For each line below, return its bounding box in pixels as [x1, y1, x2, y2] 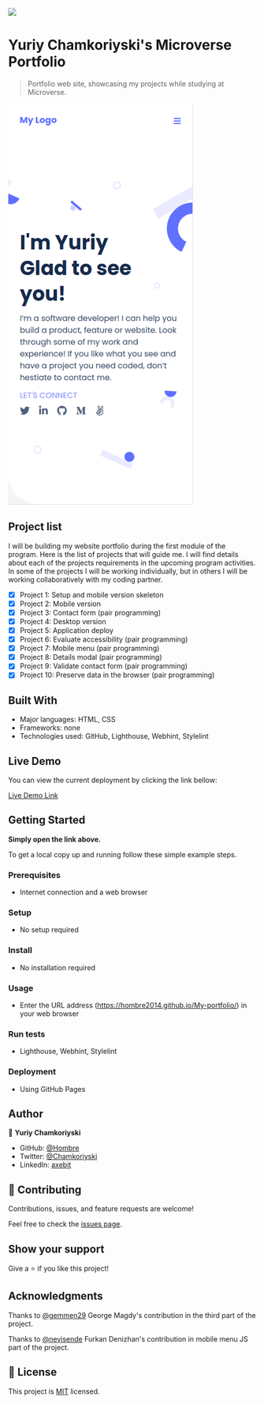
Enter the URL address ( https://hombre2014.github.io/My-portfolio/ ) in [19, 1000, 247, 1010]
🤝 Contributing [8, 1183, 82, 1196]
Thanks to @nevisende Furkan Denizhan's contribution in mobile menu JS [8, 1334, 248, 1343]
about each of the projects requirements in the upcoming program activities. [8, 558, 256, 567]
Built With [8, 694, 58, 707]
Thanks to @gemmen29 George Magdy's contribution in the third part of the [8, 1310, 256, 1319]
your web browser [19, 1009, 80, 1018]
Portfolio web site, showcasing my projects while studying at [27, 79, 225, 88]
